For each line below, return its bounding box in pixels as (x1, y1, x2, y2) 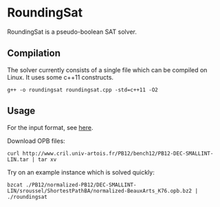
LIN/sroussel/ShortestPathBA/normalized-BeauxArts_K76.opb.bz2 (7, 187, 192, 194)
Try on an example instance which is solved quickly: (7, 168, 155, 176)
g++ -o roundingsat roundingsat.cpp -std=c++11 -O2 (7, 86, 158, 94)
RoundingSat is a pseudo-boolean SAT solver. (7, 28, 137, 36)
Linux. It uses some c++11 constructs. (7, 73, 114, 81)
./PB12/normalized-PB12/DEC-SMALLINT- (25, 181, 137, 188)
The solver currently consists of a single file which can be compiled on (7, 65, 208, 74)
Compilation (7, 47, 60, 59)
